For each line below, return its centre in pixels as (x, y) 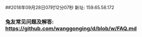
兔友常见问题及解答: (30, 22)
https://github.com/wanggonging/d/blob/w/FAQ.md (71, 28)
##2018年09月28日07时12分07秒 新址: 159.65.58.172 (60, 7)
